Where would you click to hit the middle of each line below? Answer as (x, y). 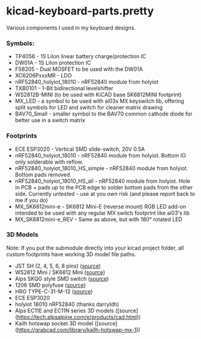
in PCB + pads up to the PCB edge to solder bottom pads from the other (104, 187)
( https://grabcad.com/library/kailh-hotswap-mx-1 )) (77, 329)
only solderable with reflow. (49, 162)
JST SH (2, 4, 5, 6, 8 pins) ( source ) (58, 266)
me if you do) (31, 200)
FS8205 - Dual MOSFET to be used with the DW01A (79, 69)
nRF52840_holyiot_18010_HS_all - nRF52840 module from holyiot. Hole (103, 181)
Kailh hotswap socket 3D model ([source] (66, 323)
